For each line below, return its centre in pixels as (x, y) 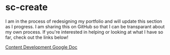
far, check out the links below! (37, 37)
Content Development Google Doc (41, 47)
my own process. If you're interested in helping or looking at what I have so (84, 32)
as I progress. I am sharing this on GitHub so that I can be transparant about (85, 26)
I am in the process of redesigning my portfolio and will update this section (84, 21)
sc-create (27, 7)
